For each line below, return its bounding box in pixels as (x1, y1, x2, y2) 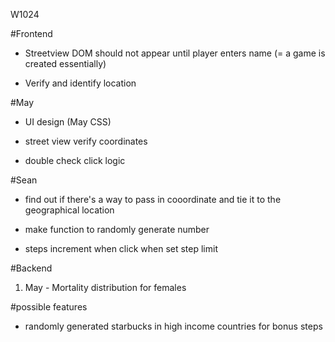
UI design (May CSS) (24, 116, 112, 128)
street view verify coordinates (24, 135, 148, 147)
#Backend (10, 262, 53, 274)
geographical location (24, 204, 115, 216)
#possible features (10, 301, 88, 313)
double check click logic (24, 155, 126, 166)
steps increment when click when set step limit (24, 243, 218, 254)
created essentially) (24, 58, 107, 69)
